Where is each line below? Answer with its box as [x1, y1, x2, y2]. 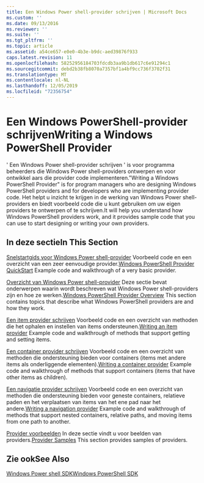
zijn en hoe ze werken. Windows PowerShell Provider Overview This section [6, 291, 197, 298]
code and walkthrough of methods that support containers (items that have [6, 367, 195, 374]
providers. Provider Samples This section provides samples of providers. [6, 436, 188, 443]
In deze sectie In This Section [6, 237, 118, 248]
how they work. [6, 304, 46, 312]
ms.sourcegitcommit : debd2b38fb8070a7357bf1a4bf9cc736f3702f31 [6, 65, 171, 72]
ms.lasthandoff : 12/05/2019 [6, 83, 78, 89]
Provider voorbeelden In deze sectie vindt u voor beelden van [6, 429, 162, 437]
